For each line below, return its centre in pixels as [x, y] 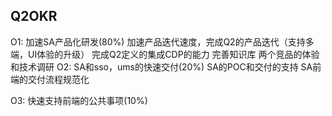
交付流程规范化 [58, 79]
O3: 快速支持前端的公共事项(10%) [79, 100]
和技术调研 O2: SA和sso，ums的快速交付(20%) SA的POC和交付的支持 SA [161, 66]
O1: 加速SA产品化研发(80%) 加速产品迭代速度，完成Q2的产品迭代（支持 [158, 41]
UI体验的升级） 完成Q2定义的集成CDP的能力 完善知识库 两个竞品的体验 [173, 54]
